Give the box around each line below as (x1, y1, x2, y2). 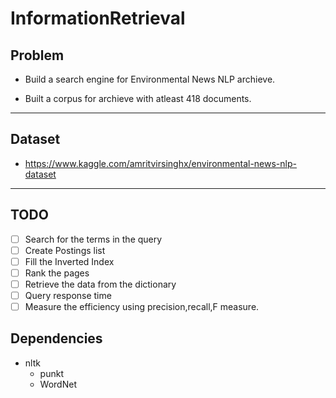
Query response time (24, 289, 112, 301)
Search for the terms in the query (24, 233, 163, 245)
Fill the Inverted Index (24, 255, 115, 267)
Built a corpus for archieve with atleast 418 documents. (24, 93, 252, 104)
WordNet (39, 378, 77, 390)
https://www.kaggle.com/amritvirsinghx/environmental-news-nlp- (24, 157, 297, 169)
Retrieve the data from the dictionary (24, 278, 177, 290)
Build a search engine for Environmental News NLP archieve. (24, 73, 276, 85)
